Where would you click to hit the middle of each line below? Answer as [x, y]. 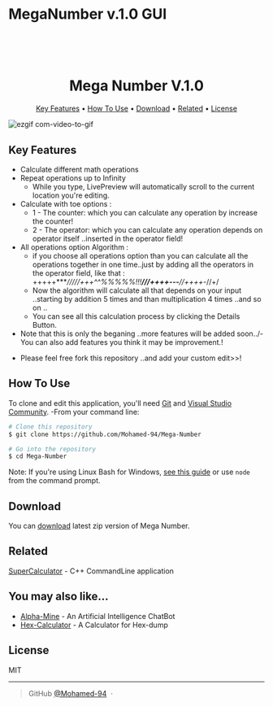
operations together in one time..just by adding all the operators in [143, 264]
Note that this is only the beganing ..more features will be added [128, 333]
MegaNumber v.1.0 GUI [88, 14]
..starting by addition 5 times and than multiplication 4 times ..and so [147, 299]
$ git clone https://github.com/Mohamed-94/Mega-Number [105, 434]
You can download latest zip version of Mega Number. [99, 526]
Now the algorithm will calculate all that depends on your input [137, 290]
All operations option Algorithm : [74, 247]
